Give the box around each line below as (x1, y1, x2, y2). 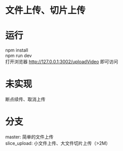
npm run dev (5, 53, 32, 59)
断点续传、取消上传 (5, 96, 46, 103)
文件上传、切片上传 (5, 5, 86, 16)
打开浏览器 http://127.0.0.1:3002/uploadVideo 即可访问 (5, 59, 118, 65)
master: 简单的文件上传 (5, 134, 54, 140)
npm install (5, 47, 28, 54)
